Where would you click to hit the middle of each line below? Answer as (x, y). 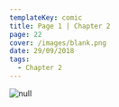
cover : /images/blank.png (58, 43)
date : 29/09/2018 (42, 51)
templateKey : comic (46, 18)
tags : (19, 59)
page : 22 (26, 34)
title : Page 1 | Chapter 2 (60, 26)
